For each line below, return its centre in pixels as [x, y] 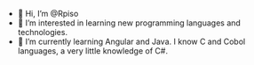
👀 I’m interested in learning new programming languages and [129, 23]
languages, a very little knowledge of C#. [93, 51]
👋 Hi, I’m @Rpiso [48, 14]
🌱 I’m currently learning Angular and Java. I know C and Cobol [131, 41]
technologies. [43, 32]
